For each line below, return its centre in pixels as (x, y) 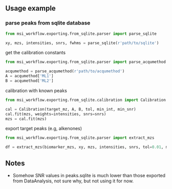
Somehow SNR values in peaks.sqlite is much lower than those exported (89, 175)
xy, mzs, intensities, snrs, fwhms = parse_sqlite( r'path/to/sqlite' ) (82, 43)
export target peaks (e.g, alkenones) (44, 129)
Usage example (31, 8)
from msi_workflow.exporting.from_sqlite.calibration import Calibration (86, 100)
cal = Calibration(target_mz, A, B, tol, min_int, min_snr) (71, 109)
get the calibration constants (35, 53)
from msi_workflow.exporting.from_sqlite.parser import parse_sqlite (81, 34)
